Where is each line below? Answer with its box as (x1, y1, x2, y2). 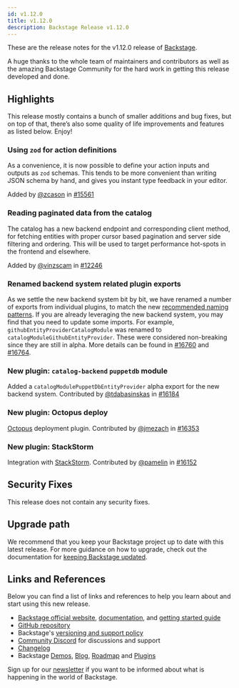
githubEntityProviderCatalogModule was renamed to (7, 326, 162, 334)
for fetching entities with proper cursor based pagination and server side (7, 231, 221, 240)
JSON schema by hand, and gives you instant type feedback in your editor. (7, 176, 228, 185)
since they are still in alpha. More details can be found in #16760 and (7, 341, 209, 349)
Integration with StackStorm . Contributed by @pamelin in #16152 (7, 458, 198, 467)
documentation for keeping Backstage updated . (7, 552, 148, 561)
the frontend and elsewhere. (7, 247, 91, 256)
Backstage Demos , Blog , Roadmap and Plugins (17, 652, 156, 660)
